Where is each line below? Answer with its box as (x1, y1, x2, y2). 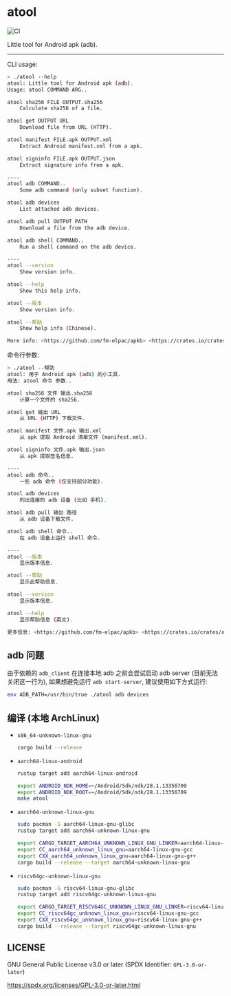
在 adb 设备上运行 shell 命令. (19, 535, 101, 541)
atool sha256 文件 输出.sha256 (7, 390, 93, 397)
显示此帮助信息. (19, 579, 59, 585)
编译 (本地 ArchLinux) (7, 712, 100, 724)
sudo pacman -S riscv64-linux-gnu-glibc (16, 884, 135, 892)
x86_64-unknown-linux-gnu (16, 732, 91, 739)
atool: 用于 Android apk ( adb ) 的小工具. (7, 371, 122, 378)
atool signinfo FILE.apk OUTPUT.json (7, 155, 115, 162)
